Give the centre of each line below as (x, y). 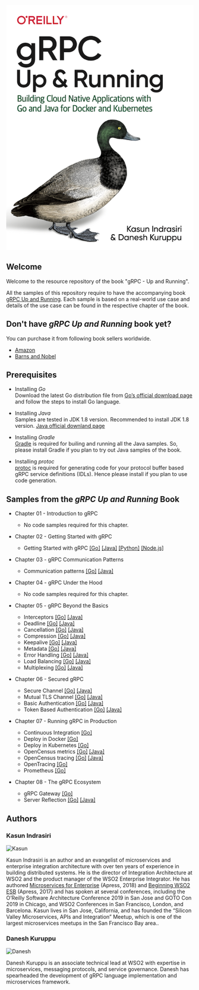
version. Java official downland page (60, 426)
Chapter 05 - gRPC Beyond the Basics (61, 606)
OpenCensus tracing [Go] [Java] (64, 758)
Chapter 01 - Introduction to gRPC (56, 513)
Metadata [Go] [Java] (50, 649)
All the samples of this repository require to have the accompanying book (96, 292)
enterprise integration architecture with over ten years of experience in (93, 866)
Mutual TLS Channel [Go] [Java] (63, 697)
